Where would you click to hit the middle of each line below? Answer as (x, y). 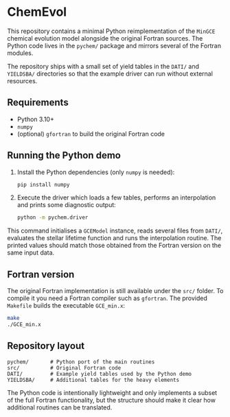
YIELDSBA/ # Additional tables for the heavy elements (93, 380)
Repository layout (46, 346)
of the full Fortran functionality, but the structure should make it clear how (112, 400)
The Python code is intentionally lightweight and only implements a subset (112, 392)
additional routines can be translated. (60, 407)
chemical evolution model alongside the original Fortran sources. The (105, 38)
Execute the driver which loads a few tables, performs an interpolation (116, 197)
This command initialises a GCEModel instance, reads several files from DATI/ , (115, 231)
